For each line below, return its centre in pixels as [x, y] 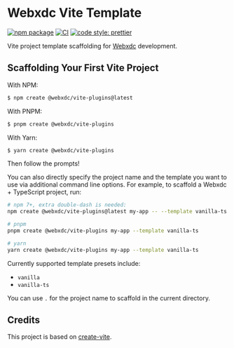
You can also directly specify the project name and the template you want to [117, 178]
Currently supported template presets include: [74, 263]
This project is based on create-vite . [60, 337]
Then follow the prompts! [43, 163]
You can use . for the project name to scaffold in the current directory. [109, 298]
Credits [24, 320]
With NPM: [23, 85]
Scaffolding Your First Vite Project [83, 68]
